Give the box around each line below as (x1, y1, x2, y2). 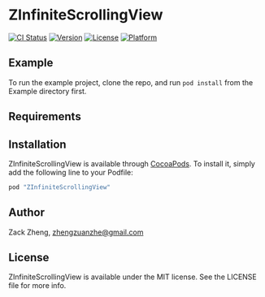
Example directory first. (8, 86, 87, 96)
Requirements (8, 110, 81, 123)
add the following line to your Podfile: (8, 167, 134, 177)
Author (8, 205, 45, 220)
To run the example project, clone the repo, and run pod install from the (8, 77, 254, 87)
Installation (8, 137, 67, 151)
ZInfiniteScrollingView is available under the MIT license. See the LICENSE (8, 272, 258, 282)
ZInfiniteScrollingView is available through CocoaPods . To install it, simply (8, 158, 256, 168)
